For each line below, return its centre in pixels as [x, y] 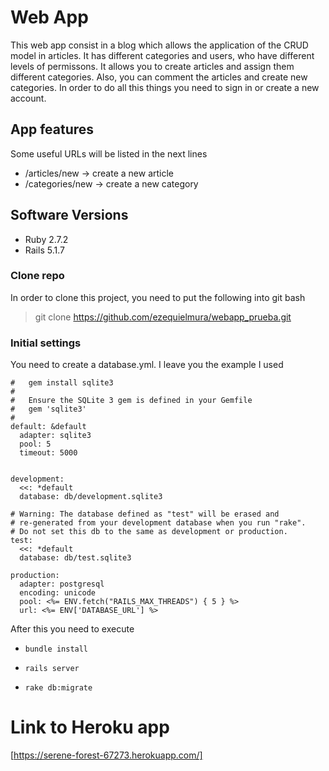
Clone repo [37, 276]
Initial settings [46, 343]
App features [52, 129]
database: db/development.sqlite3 [91, 497]
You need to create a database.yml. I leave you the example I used [147, 365]
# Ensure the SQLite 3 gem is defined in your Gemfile [131, 401]
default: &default [48, 427]
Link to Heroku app [90, 727]
